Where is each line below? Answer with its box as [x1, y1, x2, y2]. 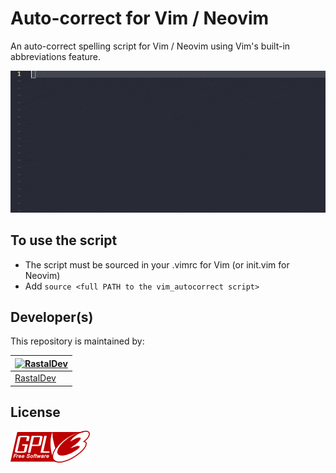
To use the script [10, 232, 118, 249]
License [10, 403, 61, 421]
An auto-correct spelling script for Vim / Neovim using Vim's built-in [10, 40, 291, 52]
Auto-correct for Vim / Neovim [10, 7, 270, 30]
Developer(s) [10, 308, 94, 326]
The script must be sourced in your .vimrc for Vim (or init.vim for [24, 258, 290, 271]
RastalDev [14, 372, 57, 384]
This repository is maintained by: [10, 335, 145, 347]
